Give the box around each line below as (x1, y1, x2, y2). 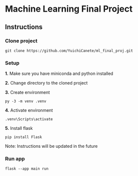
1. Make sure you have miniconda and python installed (5, 70, 114, 76)
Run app (5, 156, 25, 162)
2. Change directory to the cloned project (5, 80, 88, 86)
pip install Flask (5, 135, 42, 140)
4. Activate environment (5, 107, 53, 113)
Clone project (5, 37, 38, 44)
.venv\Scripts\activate (5, 117, 53, 122)
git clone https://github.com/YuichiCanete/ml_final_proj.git (5, 48, 133, 53)
